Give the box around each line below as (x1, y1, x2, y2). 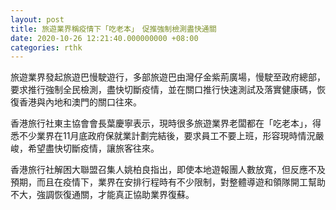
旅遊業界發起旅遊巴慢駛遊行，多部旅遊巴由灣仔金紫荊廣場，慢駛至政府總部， (10, 71, 326, 83)
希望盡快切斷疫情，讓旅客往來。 (27, 142, 160, 155)
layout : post (10, 14, 65, 25)
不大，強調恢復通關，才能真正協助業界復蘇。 (10, 189, 195, 201)
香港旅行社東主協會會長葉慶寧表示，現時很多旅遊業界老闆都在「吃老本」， (10, 117, 313, 130)
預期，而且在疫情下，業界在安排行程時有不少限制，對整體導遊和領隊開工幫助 (10, 176, 326, 188)
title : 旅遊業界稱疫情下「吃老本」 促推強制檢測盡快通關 (10, 24, 217, 34)
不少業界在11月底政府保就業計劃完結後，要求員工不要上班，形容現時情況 (18, 130, 316, 142)
